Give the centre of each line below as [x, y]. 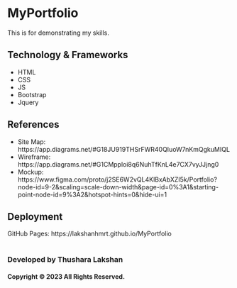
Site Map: [32, 142]
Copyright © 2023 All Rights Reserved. [66, 276]
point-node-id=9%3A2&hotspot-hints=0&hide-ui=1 [92, 194]
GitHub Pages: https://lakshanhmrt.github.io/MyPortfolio [89, 234]
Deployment [35, 217]
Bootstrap [32, 94]
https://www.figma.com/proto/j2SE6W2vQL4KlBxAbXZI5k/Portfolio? [117, 179]
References [33, 124]
